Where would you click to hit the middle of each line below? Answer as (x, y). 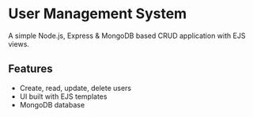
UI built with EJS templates (63, 96)
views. (19, 43)
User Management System (98, 14)
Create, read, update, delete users (76, 88)
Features (30, 69)
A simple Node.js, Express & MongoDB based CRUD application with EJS (127, 36)
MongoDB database (52, 104)
